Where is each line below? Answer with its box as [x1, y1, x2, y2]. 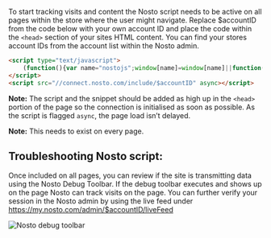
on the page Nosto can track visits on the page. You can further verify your [8, 188, 258, 198]
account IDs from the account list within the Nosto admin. [8, 41, 200, 51]
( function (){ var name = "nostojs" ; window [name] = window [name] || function [23, 64, 262, 72]
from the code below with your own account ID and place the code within [8, 24, 252, 33]
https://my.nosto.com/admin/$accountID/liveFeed [8, 205, 173, 215]
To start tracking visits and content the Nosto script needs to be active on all [8, 7, 262, 16]
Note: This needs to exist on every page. [8, 126, 144, 136]
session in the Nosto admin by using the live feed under [8, 196, 194, 206]
